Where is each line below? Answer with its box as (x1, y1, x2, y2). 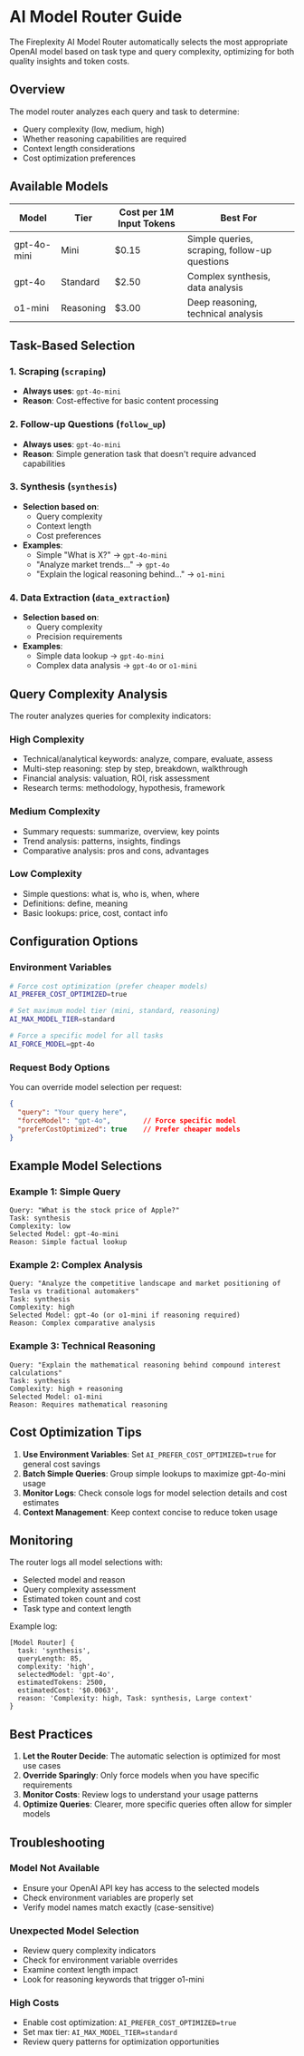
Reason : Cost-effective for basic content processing (22, 395, 219, 406)
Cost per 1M (119, 206, 175, 219)
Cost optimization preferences (22, 152, 136, 163)
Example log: (9, 1621, 58, 1632)
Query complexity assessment (22, 1584, 137, 1595)
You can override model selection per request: (9, 1082, 183, 1093)
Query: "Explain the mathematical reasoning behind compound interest (9, 1360, 281, 1369)
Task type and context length (22, 1603, 132, 1614)
